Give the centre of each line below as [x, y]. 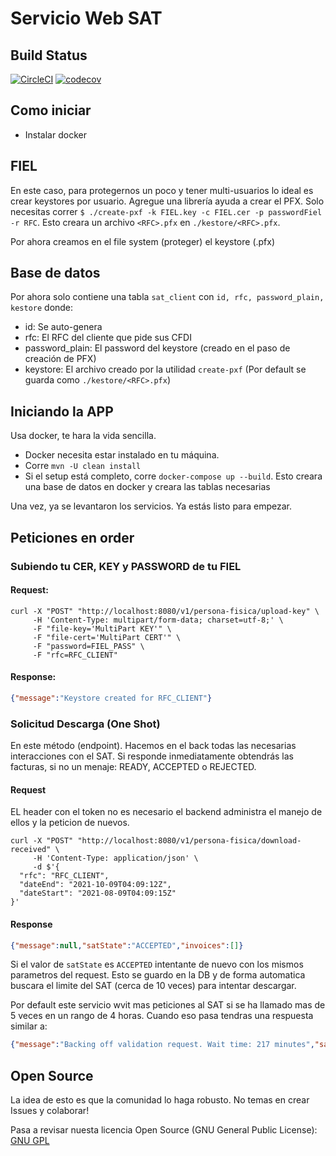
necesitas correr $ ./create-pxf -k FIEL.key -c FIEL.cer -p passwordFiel [166, 211]
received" [31, 850]
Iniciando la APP [62, 411]
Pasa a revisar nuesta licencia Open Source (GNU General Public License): [164, 1130]
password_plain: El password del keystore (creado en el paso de [157, 348]
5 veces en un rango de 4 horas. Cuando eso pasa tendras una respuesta [162, 1016]
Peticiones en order [72, 537]
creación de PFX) [60, 359]
